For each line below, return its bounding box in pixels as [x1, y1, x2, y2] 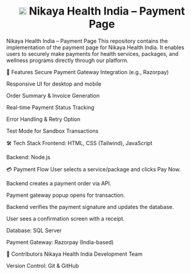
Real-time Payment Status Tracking [6, 103, 95, 111]
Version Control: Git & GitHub [6, 262, 79, 269]
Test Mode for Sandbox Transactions [6, 127, 99, 134]
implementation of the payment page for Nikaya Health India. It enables [6, 44, 185, 51]
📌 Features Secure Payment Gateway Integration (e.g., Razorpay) [6, 68, 169, 75]
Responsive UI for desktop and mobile [6, 80, 102, 87]
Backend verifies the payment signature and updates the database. [6, 203, 174, 210]
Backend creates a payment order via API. [6, 179, 112, 187]
